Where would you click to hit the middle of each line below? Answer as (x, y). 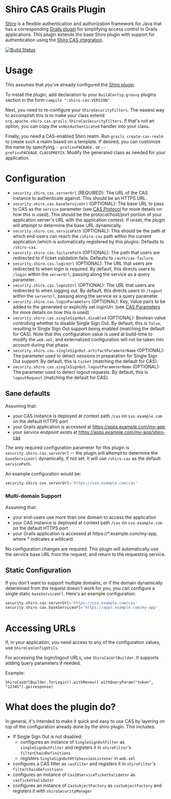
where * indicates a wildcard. (43, 539)
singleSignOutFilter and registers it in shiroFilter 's (76, 747)
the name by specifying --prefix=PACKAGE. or (53, 147)
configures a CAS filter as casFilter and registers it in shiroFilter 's (84, 764)
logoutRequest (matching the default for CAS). (61, 378)
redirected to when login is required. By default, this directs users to (84, 269)
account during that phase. (41, 345)
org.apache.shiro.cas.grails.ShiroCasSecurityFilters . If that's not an (80, 121)
